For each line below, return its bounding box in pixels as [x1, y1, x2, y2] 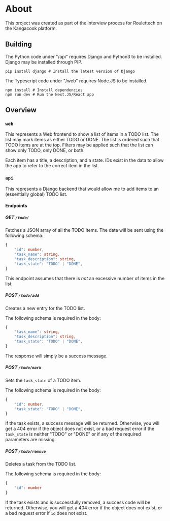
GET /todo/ [5, 214, 29, 220]
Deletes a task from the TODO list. [5, 461, 77, 467]
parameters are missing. [5, 437, 56, 443]
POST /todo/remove [5, 448, 46, 454]
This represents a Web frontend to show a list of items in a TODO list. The [5, 131, 159, 137]
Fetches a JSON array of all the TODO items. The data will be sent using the [5, 227, 164, 233]
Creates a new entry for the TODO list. [5, 305, 85, 311]
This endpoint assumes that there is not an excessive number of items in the [5, 275, 165, 281]
